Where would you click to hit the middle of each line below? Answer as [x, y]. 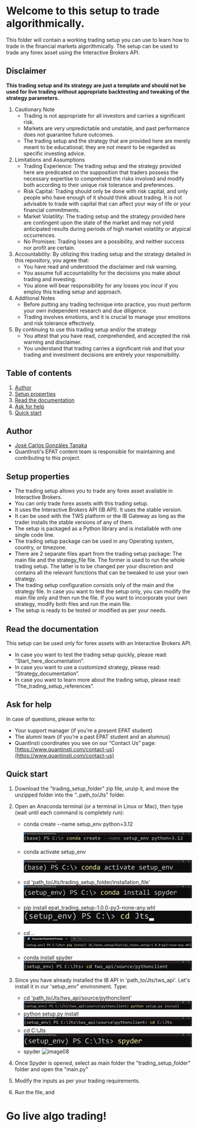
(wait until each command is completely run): [70, 813]
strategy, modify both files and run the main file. [73, 604]
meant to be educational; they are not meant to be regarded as [99, 147]
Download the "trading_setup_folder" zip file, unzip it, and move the [97, 788]
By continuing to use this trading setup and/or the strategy [86, 329]
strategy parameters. [33, 98]
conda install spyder [48, 958]
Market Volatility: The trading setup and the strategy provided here [104, 216]
